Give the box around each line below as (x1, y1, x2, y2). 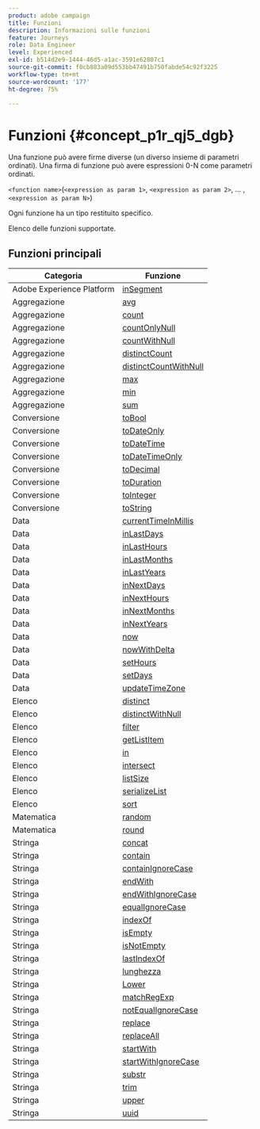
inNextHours (122, 593, 170, 604)
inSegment (122, 284, 162, 295)
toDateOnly (122, 425, 165, 437)
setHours (122, 657, 157, 668)
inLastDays (122, 528, 164, 540)
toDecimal (122, 464, 160, 475)
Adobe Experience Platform (12, 284, 115, 295)
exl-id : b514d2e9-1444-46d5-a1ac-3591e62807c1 (8, 56, 165, 64)
